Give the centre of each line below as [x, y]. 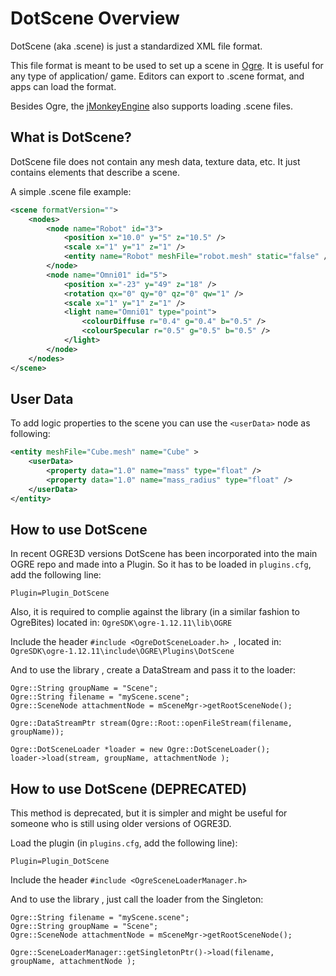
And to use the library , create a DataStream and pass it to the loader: [153, 670]
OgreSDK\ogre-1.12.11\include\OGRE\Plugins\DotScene [122, 652]
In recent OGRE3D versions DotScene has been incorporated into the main [164, 554]
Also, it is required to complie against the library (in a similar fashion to [155, 612]
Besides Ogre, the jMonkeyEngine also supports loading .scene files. [152, 106]
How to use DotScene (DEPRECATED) [129, 788]
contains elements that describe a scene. [95, 172]
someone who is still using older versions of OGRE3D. [121, 824]
